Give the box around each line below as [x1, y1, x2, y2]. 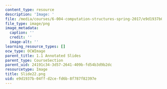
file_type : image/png [5, 21, 50, 26]
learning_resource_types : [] [5, 44, 66, 49]
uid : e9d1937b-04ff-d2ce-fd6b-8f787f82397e [5, 76, 97, 81]
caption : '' [9, 30, 35, 35]
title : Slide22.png [5, 72, 46, 77]
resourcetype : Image [5, 67, 48, 72]
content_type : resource [5, 7, 55, 12]
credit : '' [9, 35, 32, 40]
